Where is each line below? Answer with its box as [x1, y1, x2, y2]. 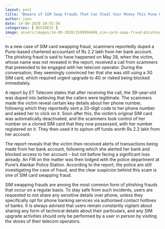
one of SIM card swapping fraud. [5, 172, 72, 178]
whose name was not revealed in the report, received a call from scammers [5, 59, 158, 65]
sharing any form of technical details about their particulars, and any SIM [5, 208, 153, 214]
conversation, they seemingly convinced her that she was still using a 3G [5, 70, 153, 75]
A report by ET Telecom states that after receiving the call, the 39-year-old [5, 89, 156, 95]
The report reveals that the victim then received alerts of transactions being [5, 141, 158, 146]
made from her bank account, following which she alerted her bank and [5, 146, 150, 152]
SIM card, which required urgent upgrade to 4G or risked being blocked [5, 75, 150, 81]
